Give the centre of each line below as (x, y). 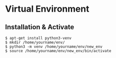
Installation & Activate (40, 27)
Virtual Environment (47, 9)
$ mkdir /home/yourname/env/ (35, 42)
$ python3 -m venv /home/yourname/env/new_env (54, 47)
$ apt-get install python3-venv (38, 38)
